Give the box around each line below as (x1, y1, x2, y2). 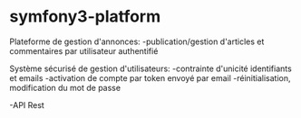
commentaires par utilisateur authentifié (9, 45, 159, 56)
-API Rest (9, 99, 45, 110)
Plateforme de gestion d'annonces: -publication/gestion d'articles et (9, 36, 265, 47)
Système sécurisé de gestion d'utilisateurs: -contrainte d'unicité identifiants (9, 63, 292, 74)
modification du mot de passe (9, 82, 121, 93)
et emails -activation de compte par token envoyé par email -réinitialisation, (9, 72, 292, 83)
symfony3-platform (9, 6, 161, 27)
